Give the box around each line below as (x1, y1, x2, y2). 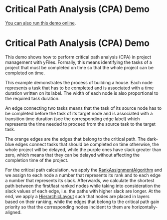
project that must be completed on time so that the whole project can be (5, 64, 154, 70)
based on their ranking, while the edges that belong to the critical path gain (5, 199, 160, 205)
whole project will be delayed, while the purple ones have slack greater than (5, 146, 162, 153)
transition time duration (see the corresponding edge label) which (5, 116, 140, 122)
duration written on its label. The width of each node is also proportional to (5, 90, 159, 96)
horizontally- (131, 204, 158, 210)
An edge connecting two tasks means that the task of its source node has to (5, 105, 162, 111)
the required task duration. (5, 95, 60, 101)
